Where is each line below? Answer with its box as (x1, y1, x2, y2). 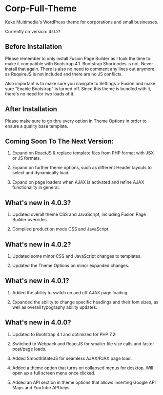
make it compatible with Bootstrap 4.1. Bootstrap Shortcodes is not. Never (5, 60, 153, 66)
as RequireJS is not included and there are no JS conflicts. (5, 71, 123, 77)
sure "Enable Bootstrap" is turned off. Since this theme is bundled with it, (5, 86, 152, 92)
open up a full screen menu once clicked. (12, 370, 96, 376)
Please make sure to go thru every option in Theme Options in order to (5, 118, 147, 124)
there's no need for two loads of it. (5, 91, 75, 96)
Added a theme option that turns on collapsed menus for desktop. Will (12, 365, 154, 371)
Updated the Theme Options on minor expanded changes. (12, 263, 129, 268)
